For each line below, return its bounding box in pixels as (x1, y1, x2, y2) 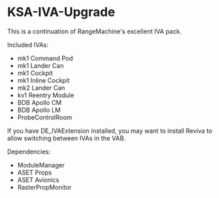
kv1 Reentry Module (17, 91, 74, 99)
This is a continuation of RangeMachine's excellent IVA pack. (7, 27, 182, 35)
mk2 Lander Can (17, 83, 65, 92)
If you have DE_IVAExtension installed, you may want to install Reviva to (7, 126, 213, 135)
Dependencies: (7, 147, 51, 156)
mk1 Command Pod (17, 53, 73, 63)
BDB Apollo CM (17, 98, 62, 106)
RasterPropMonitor (17, 183, 72, 191)
